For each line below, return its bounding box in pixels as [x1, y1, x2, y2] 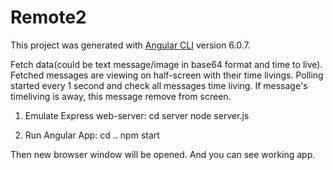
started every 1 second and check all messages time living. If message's [10, 79, 308, 91]
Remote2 [10, 6, 87, 29]
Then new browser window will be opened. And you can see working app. [10, 148, 316, 160]
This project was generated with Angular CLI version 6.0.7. [10, 39, 251, 51]
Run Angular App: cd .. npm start [24, 129, 160, 141]
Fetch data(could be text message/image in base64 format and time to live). [10, 58, 323, 70]
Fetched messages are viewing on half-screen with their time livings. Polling [10, 69, 324, 81]
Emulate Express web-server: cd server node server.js [24, 109, 250, 121]
